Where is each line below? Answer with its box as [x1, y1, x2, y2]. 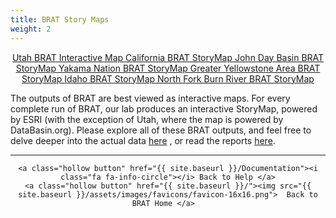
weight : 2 [10, 24, 52, 34]
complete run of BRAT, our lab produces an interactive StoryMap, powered [10, 102, 318, 115]
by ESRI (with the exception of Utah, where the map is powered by [10, 113, 284, 125]
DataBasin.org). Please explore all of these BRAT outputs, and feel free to [10, 124, 312, 136]
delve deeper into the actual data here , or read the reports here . [10, 134, 276, 146]
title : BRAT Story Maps [10, 14, 110, 25]
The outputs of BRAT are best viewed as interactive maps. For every [10, 92, 291, 104]
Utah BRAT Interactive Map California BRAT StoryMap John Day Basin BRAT [11, 51, 325, 63]
